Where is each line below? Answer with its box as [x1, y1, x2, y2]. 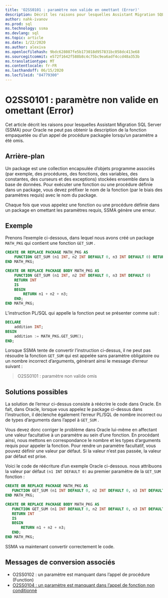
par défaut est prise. [5, 454, 47, 460]
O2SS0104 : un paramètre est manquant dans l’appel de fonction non [12, 582, 155, 588]
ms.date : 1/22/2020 [5, 40, 46, 45]
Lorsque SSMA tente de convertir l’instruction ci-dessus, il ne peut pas [5, 347, 151, 354]
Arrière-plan [5, 152, 45, 161]
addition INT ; [14, 324, 43, 329]
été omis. [5, 137, 24, 143]
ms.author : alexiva [5, 45, 46, 50]
